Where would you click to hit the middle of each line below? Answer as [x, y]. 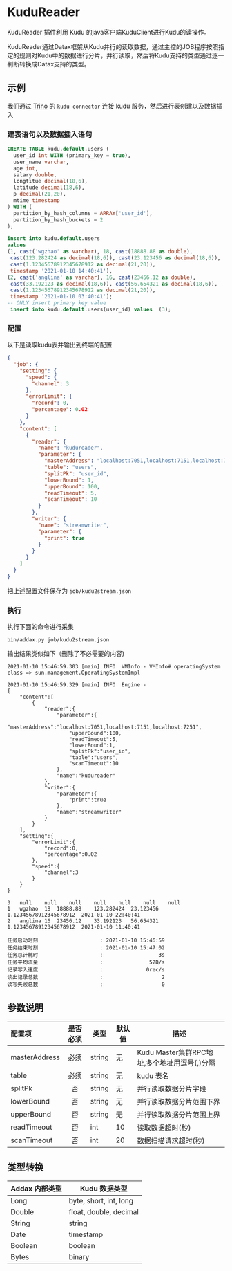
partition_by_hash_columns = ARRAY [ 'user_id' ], [83, 213]
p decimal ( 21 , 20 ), [40, 194]
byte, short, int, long [101, 1200]
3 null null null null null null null [94, 903]
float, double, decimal [104, 1211]
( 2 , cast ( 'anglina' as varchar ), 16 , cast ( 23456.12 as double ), [101, 277]
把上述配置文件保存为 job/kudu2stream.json [69, 591]
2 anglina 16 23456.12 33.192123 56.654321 [83, 921]
